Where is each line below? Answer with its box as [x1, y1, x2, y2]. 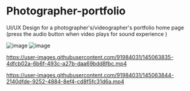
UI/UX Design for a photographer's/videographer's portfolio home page [6, 24, 185, 31]
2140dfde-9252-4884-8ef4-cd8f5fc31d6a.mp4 [6, 78, 125, 85]
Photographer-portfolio [6, 4, 126, 18]
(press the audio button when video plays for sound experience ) [6, 30, 168, 37]
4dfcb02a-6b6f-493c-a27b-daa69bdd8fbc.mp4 [6, 60, 127, 67]
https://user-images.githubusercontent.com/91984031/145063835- [6, 53, 174, 60]
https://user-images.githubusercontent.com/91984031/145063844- [6, 71, 174, 78]
